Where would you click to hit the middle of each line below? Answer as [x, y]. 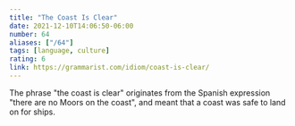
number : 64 [29, 34]
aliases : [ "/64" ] [42, 42]
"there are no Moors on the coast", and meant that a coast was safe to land [147, 102]
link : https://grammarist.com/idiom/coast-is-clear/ [110, 68]
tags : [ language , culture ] [59, 51]
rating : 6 [28, 59]
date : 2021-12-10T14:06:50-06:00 [72, 26]
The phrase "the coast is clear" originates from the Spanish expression [140, 92]
